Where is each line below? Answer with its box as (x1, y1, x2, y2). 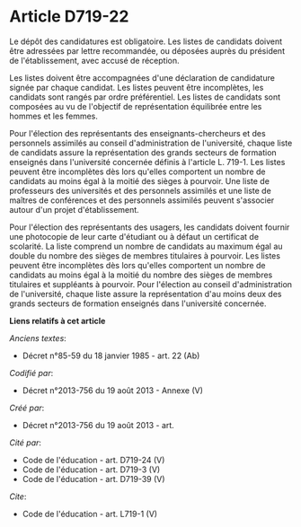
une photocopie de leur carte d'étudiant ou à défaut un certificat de (9, 231, 259, 242)
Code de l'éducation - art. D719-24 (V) (22, 454, 165, 465)
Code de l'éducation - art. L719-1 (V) (22, 508, 158, 519)
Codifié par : (9, 367, 54, 378)
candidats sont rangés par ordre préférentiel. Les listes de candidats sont (9, 92, 281, 102)
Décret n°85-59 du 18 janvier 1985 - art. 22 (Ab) (22, 350, 200, 361)
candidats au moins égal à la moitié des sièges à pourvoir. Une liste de (9, 175, 270, 186)
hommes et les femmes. (9, 110, 99, 121)
